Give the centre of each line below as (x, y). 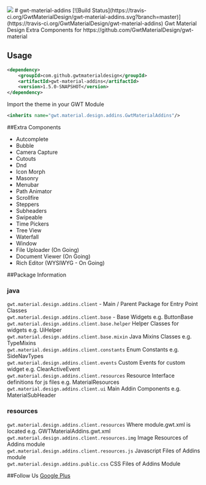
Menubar (27, 185)
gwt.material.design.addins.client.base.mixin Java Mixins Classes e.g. (99, 337)
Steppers (27, 204)
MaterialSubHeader (32, 395)
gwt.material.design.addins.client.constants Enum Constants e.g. (93, 349)
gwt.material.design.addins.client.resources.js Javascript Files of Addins (104, 451)
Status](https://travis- (119, 10)
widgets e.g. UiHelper (34, 330)
